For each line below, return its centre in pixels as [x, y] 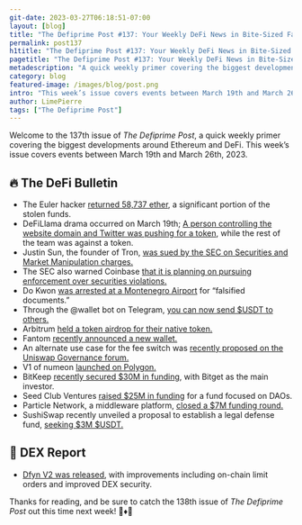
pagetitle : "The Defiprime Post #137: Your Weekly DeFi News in [132, 59]
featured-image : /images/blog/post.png [84, 85]
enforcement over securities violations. [94, 281]
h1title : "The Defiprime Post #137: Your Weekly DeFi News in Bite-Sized [151, 51]
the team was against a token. [78, 243]
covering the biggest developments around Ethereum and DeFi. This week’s [149, 145]
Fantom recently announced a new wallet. [100, 339]
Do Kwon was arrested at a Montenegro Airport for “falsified [133, 291]
